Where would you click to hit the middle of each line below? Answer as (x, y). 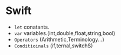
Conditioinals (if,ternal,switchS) (53, 46)
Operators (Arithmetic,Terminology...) (59, 39)
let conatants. (32, 27)
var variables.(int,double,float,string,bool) (65, 33)
